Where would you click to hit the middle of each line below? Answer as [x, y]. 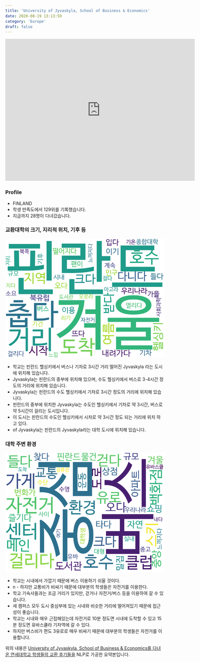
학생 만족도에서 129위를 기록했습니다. [49, 209]
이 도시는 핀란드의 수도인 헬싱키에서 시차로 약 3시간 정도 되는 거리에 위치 [84, 417]
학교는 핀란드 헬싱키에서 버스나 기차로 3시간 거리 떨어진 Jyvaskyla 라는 [83, 367]
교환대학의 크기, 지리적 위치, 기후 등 [46, 230]
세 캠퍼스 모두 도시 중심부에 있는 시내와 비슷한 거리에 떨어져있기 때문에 [82, 606]
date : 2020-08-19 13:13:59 [34, 16]
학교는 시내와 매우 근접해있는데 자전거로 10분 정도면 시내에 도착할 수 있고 [84, 619]
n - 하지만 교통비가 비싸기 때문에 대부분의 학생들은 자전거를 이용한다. [80, 587]
